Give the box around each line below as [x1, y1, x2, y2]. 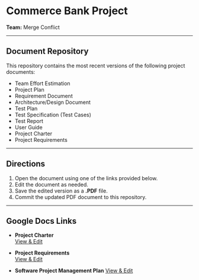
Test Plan [14, 105, 38, 112]
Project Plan [14, 86, 44, 93]
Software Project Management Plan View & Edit [14, 267, 133, 274]
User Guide [14, 123, 43, 131]
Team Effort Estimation [14, 80, 70, 87]
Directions [6, 159, 46, 169]
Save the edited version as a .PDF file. [14, 187, 108, 194]
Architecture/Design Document [14, 99, 91, 106]
